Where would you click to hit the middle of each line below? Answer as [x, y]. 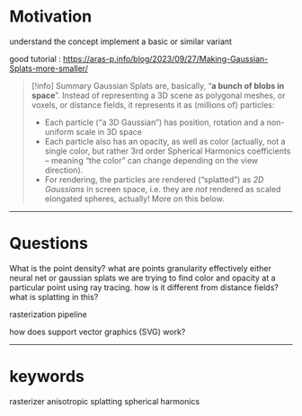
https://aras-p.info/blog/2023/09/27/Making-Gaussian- [165, 58]
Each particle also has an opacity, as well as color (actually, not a [165, 141]
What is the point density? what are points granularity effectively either [140, 268]
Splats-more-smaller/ [49, 68]
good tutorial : [35, 58]
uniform [59, 131]
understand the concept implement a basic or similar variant [120, 41]
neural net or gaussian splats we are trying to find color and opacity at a [142, 278]
